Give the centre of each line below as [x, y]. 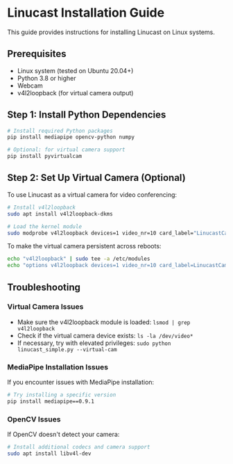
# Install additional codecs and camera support [79, 447]
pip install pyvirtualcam [44, 157]
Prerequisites [37, 54]
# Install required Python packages [60, 131]
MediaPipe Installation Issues [58, 367]
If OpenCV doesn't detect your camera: [63, 434]
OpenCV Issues [34, 419]
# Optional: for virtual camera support [67, 150]
